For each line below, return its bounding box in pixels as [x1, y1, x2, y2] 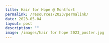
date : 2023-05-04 [5, 16, 42, 21]
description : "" [5, 26, 39, 31]
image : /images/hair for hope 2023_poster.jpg [5, 30, 104, 35]
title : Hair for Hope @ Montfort [5, 7, 75, 12]
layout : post [5, 21, 33, 26]
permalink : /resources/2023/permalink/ [5, 12, 89, 17]
